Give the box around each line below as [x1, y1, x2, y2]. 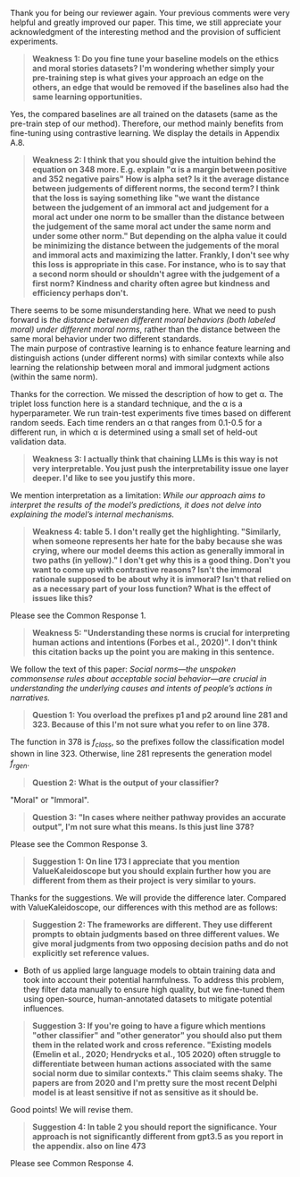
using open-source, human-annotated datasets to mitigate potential [22, 993, 273, 1004]
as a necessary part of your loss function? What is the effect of [31, 583, 271, 594]
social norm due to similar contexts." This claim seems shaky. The [31, 1068, 284, 1079]
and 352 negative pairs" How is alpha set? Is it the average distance [31, 174, 289, 184]
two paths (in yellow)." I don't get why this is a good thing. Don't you [31, 555, 291, 565]
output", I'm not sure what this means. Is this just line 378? [31, 821, 255, 832]
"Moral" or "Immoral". [10, 794, 90, 805]
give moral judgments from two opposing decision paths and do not [31, 938, 289, 949]
